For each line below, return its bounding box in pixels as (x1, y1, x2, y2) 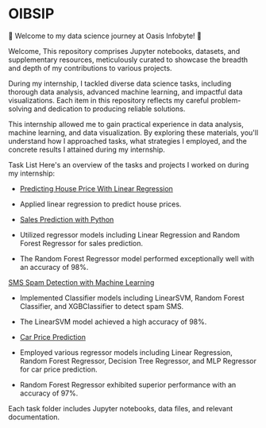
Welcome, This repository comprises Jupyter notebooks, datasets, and (8, 46, 241, 56)
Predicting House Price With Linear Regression (19, 183, 173, 193)
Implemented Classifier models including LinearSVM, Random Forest (19, 293, 245, 303)
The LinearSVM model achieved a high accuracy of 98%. (19, 317, 207, 326)
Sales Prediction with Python (19, 214, 114, 224)
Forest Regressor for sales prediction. (19, 238, 144, 248)
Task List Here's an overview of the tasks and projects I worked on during (8, 160, 249, 169)
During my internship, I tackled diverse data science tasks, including (8, 79, 232, 88)
